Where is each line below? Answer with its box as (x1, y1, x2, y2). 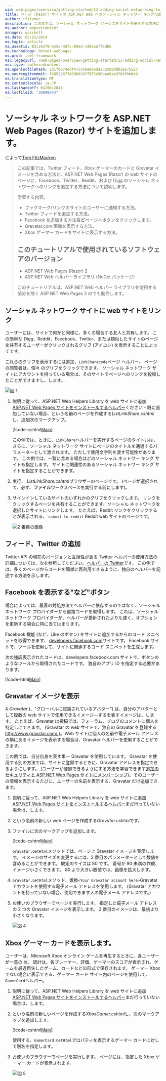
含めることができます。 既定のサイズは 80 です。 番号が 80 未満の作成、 (12, 861, 160, 867)
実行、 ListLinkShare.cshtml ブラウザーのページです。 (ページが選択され (12, 478, 158, 484)
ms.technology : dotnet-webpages (5, 48, 72, 53)
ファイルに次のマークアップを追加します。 (12, 828, 99, 834)
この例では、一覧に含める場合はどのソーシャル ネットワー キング (22, 455, 154, 461)
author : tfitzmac (5, 16, 41, 21)
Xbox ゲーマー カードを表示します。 (5, 939, 115, 947)
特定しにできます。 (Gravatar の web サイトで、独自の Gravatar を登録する (5, 724, 157, 730)
